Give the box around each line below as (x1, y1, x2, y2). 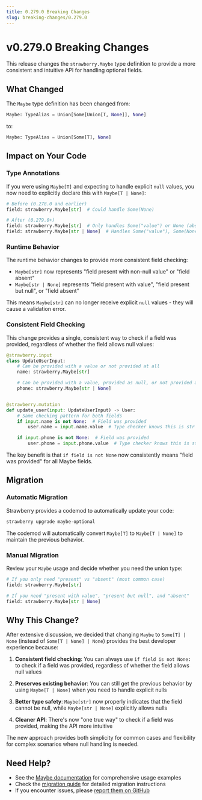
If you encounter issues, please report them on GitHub (14, 787, 150, 794)
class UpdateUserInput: (6, 358, 66, 364)
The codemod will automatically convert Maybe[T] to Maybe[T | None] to (6, 530, 183, 537)
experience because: (6, 644, 59, 651)
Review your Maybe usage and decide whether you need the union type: (6, 564, 183, 572)
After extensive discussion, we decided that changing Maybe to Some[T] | (6, 631, 186, 639)
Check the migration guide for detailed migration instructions (14, 781, 167, 788)
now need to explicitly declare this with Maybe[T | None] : (6, 189, 146, 196)
